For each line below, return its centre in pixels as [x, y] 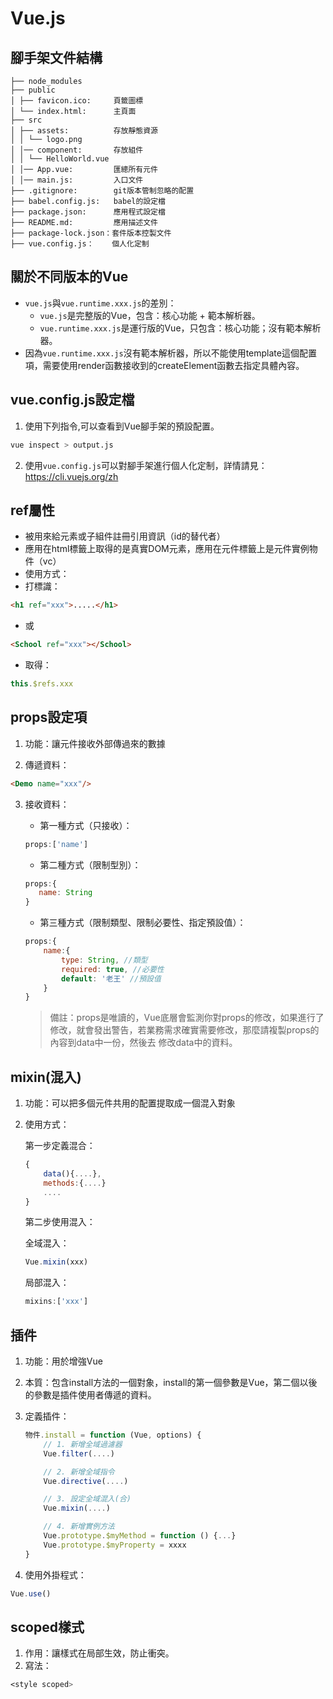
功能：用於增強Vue [63, 1361]
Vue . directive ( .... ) [86, 1481]
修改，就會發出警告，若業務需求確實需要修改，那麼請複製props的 [184, 1030]
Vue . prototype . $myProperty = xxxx [115, 1545]
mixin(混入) [46, 1077]
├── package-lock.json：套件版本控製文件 [91, 233]
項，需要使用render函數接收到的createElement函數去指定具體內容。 [164, 365]
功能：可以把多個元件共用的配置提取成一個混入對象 [130, 1103]
